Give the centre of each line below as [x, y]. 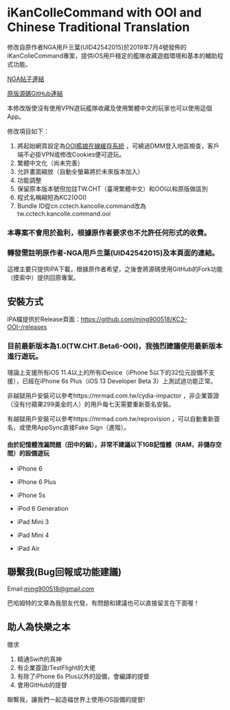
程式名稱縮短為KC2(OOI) [52, 197]
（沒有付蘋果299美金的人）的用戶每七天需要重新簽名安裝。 [91, 404]
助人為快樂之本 [39, 627]
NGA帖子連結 [26, 79]
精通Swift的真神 [39, 659]
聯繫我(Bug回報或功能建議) [65, 572]
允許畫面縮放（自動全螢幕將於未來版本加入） [80, 171]
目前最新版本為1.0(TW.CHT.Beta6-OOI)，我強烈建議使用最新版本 [115, 346]
